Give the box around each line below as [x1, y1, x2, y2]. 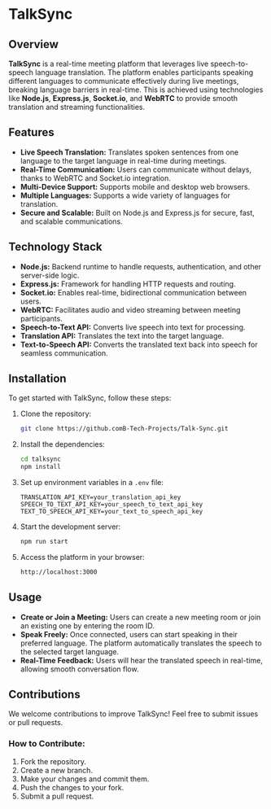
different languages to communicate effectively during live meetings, [8, 77, 239, 85]
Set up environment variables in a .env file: [20, 478, 164, 488]
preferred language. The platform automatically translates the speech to [20, 638, 262, 648]
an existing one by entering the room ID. [20, 620, 155, 631]
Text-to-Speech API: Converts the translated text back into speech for [20, 339, 258, 349]
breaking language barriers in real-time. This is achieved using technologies [8, 85, 264, 94]
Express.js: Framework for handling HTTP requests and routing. [20, 278, 236, 289]
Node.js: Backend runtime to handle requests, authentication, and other [20, 261, 262, 271]
